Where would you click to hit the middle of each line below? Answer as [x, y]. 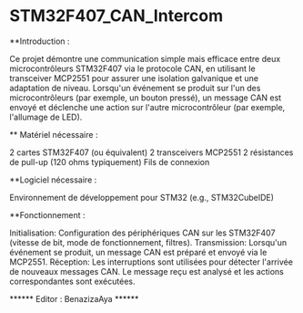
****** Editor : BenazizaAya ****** [74, 298]
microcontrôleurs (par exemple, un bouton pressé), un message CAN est [146, 98]
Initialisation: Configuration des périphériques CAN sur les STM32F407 [142, 233]
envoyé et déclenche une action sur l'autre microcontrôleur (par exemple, [147, 107]
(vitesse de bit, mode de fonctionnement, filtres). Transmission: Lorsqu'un [148, 242]
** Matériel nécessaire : [54, 134]
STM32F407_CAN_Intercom [116, 16]
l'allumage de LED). [46, 117]
